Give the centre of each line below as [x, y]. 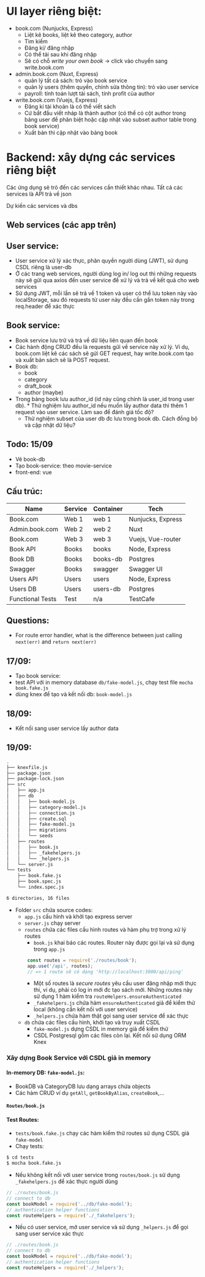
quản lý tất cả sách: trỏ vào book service [76, 80]
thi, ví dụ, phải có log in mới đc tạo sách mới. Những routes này [113, 990]
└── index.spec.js [41, 888]
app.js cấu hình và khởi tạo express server [78, 916]
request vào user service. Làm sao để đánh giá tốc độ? [84, 412]
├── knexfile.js [27, 767]
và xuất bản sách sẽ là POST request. [62, 359]
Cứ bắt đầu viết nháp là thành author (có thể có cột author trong [105, 113]
